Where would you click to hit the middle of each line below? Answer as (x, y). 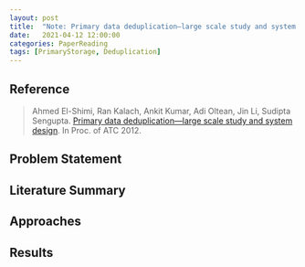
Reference (40, 89)
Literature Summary (68, 190)
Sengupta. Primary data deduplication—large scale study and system (162, 121)
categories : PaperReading (58, 43)
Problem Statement (66, 160)
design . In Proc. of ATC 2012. (86, 130)
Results (32, 252)
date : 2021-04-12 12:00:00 (65, 35)
